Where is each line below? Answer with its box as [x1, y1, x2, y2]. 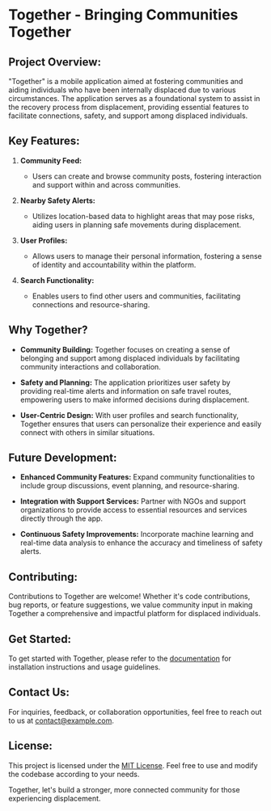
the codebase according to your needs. [8, 769, 140, 779]
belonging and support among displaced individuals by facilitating [19, 353, 240, 363]
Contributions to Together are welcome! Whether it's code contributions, [8, 592, 251, 602]
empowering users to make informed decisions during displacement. [19, 395, 249, 404]
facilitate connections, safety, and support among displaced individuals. [8, 111, 248, 120]
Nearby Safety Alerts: [19, 196, 95, 205]
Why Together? [8, 323, 88, 337]
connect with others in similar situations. [19, 427, 155, 437]
